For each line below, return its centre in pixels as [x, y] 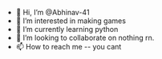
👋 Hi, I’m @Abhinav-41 [53, 12]
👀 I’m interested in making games [71, 21]
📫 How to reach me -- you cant [69, 47]
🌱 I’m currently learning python [67, 29]
